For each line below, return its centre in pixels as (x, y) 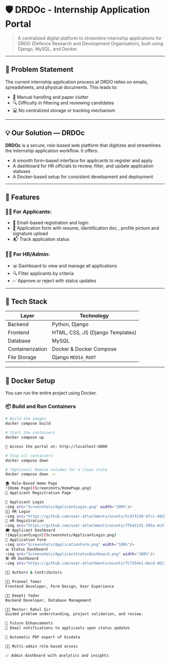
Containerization (27, 349)
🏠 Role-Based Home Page (31, 483)
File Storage (22, 357)
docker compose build (28, 424)
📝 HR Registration (25, 521)
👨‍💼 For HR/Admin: (28, 254)
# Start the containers (30, 433)
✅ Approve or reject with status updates (54, 281)
